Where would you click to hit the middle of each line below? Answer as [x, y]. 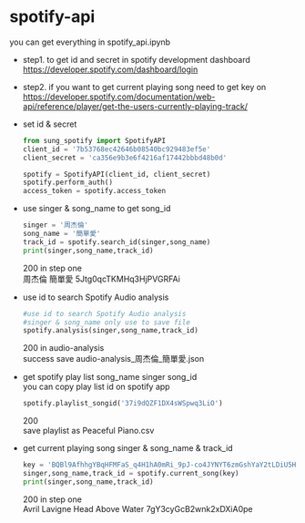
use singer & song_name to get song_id [97, 209]
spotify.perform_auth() [68, 183]
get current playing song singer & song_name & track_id [128, 448]
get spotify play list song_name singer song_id [110, 377]
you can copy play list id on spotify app [96, 387]
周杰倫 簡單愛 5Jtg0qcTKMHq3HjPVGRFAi [101, 279]
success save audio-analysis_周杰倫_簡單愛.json [113, 359]
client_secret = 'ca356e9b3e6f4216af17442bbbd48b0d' [125, 158]
